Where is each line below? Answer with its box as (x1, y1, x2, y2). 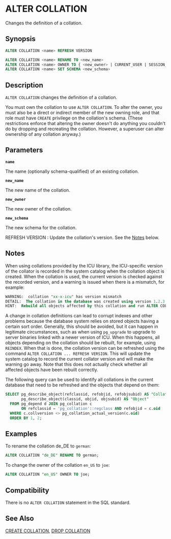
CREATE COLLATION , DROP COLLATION (5, 527, 91, 534)
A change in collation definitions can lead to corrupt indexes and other (5, 313, 153, 319)
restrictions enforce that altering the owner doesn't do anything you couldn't (5, 121, 166, 127)
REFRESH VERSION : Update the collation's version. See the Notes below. (5, 234, 159, 241)
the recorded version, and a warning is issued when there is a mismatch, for (5, 279, 164, 285)
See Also (5, 514, 34, 523)
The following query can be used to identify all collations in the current (5, 377, 154, 383)
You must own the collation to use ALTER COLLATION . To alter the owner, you (5, 104, 162, 110)
